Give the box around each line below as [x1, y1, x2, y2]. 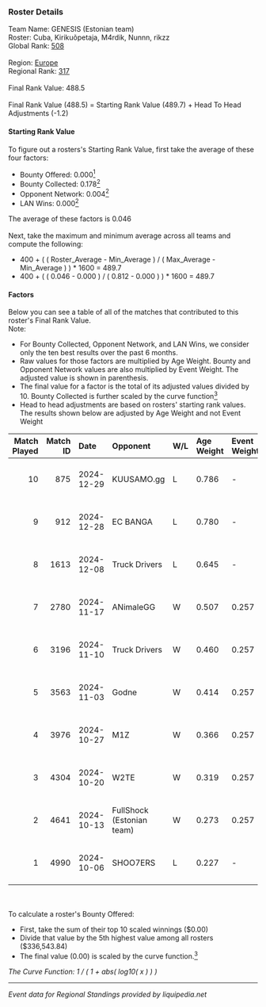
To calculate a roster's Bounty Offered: [8, 909, 135, 918]
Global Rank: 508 [8, 41, 65, 51]
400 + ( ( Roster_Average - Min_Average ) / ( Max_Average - [19, 255, 216, 264]
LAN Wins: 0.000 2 [19, 197, 79, 209]
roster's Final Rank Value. [8, 316, 91, 325]
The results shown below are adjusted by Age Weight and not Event [19, 408, 241, 418]
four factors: [8, 153, 49, 163]
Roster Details [8, 6, 64, 17]
